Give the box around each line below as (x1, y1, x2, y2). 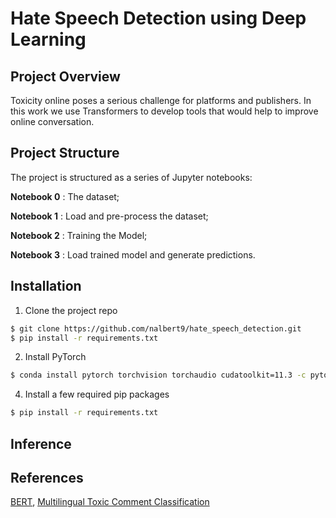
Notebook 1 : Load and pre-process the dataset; (10, 210, 209, 222)
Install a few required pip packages (24, 388, 170, 401)
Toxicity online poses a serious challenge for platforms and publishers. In (10, 95, 312, 106)
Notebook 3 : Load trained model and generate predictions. (10, 248, 256, 261)
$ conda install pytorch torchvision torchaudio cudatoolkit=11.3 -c (10, 370, 307, 381)
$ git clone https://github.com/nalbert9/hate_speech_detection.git (10, 323, 302, 334)
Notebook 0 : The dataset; (10, 190, 120, 202)
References (10, 469, 84, 486)
